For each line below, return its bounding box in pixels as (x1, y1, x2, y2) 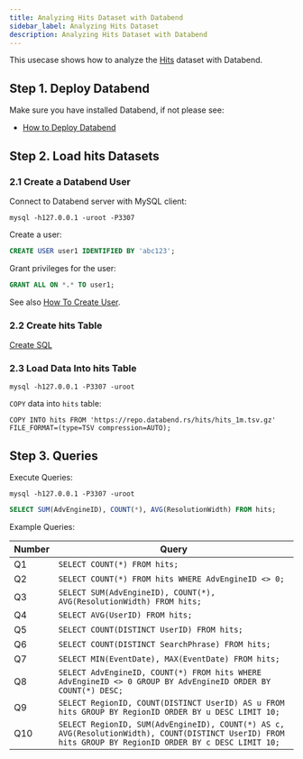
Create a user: (9, 229, 62, 240)
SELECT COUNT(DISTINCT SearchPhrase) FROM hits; (58, 639, 271, 649)
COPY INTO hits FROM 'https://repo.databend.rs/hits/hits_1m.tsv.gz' (9, 416, 277, 425)
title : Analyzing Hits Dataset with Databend (9, 13, 183, 23)
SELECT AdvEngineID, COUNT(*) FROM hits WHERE (58, 667, 262, 677)
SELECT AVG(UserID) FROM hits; (58, 609, 193, 620)
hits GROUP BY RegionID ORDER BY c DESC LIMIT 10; (58, 736, 280, 747)
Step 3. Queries (9, 448, 98, 463)
